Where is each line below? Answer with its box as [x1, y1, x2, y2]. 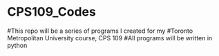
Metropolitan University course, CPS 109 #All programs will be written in [7, 33, 213, 42]
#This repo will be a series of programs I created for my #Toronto [7, 27, 193, 35]
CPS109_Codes [7, 4, 97, 20]
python [7, 41, 28, 49]
